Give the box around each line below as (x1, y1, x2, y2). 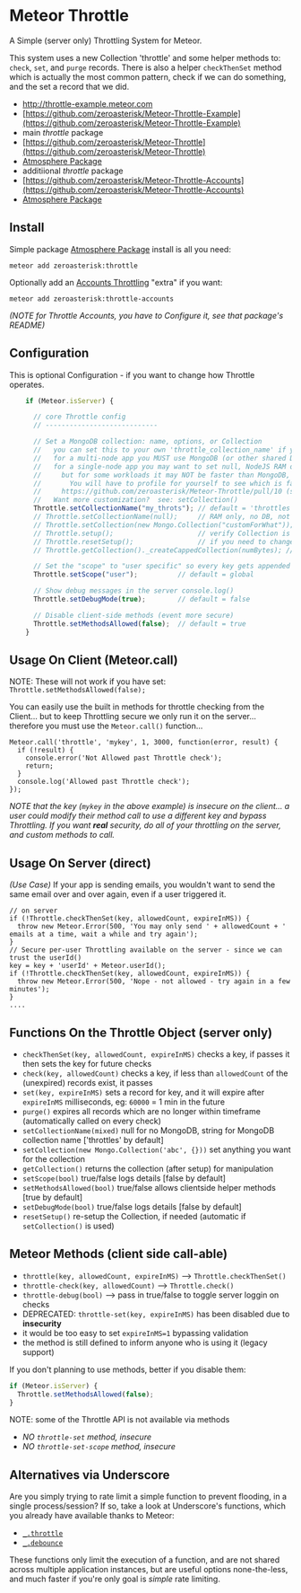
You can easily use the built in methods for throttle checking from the (9, 701, 265, 712)
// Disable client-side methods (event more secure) (32, 611, 235, 620)
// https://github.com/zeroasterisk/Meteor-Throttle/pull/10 (32, 487, 282, 497)
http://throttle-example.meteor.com (21, 98, 153, 109)
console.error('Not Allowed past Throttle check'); (25, 753, 222, 763)
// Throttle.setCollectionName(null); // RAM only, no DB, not (32, 513, 291, 522)
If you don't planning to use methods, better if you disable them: (9, 1364, 246, 1375)
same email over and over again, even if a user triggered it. (9, 889, 227, 900)
